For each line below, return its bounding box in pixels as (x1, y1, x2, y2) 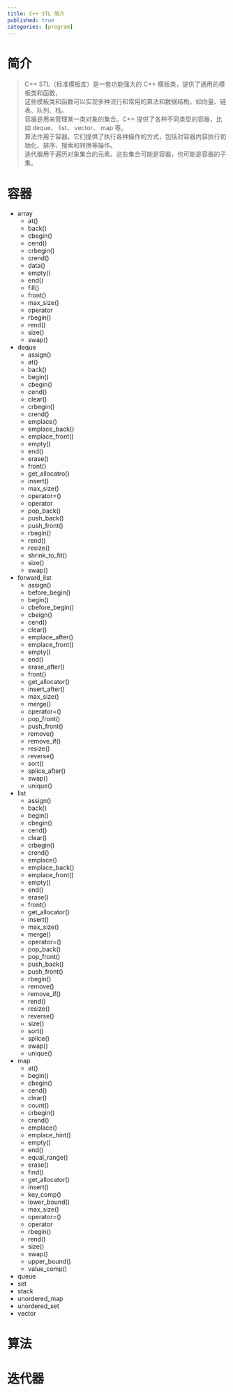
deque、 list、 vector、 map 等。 (32, 124, 128, 132)
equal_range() (27, 1153, 68, 1162)
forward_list (17, 574, 52, 582)
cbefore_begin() (27, 603, 75, 612)
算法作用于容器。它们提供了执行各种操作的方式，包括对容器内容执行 (24, 132, 220, 141)
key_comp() (27, 1191, 61, 1199)
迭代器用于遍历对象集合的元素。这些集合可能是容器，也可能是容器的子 (24, 150, 227, 158)
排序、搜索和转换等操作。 (43, 141, 116, 150)
